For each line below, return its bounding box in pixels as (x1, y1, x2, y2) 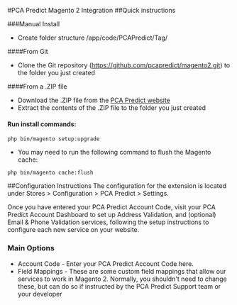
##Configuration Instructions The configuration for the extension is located (7, 182, 227, 190)
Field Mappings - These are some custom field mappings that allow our (17, 267, 226, 275)
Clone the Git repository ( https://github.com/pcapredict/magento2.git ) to (17, 61, 231, 70)
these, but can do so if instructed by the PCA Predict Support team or (17, 282, 221, 290)
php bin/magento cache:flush (7, 170, 94, 177)
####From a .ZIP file (7, 82, 67, 91)
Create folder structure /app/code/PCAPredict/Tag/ (17, 33, 168, 42)
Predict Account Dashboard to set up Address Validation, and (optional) (7, 211, 216, 219)
